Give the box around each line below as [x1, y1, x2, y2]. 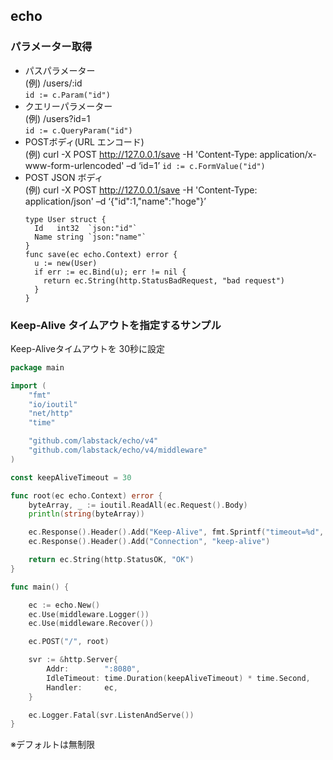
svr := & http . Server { [28, 655, 118, 665]
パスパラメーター [24, 64, 96, 76]
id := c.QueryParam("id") [24, 125, 133, 136]
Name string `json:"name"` [34, 232, 147, 242]
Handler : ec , [46, 682, 118, 693]
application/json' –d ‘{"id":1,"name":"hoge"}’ [24, 195, 207, 207]
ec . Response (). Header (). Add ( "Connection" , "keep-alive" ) [28, 537, 271, 547]
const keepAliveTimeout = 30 [10, 472, 132, 483]
